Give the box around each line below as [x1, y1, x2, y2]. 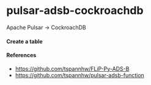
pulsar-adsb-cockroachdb [6, 4, 144, 18]
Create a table [6, 38, 43, 45]
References [6, 52, 37, 59]
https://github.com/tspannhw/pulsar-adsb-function [15, 71, 145, 79]
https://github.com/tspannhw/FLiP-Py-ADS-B [15, 65, 130, 72]
